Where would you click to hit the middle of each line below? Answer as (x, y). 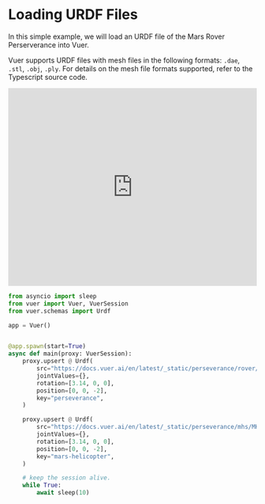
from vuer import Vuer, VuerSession (68, 303)
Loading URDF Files (73, 15)
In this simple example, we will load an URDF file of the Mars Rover (116, 36)
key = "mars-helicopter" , (75, 457)
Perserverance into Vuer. (49, 44)
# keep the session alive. (67, 478)
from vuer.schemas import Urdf (60, 311)
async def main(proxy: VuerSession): (70, 354)
